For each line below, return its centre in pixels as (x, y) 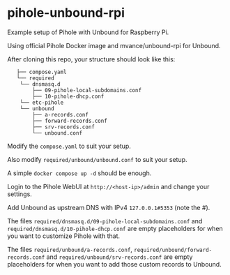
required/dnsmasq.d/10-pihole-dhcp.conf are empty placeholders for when (115, 228)
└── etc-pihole (42, 103)
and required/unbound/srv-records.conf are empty (120, 257)
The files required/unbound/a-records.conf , (70, 249)
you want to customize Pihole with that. (64, 236)
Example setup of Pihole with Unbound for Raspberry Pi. (88, 32)
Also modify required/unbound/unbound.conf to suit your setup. (97, 159)
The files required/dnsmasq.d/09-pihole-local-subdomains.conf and (105, 221)
